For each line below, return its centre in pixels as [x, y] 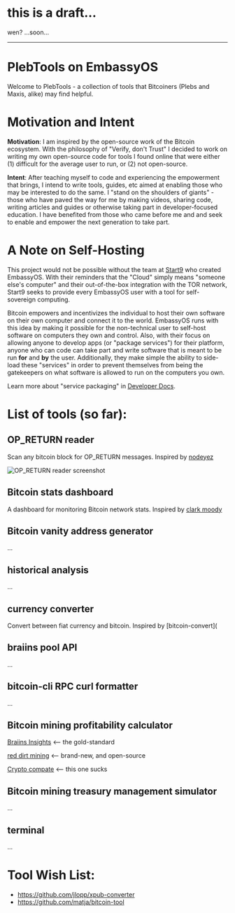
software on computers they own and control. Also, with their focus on [109, 335]
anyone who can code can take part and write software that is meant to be [115, 350]
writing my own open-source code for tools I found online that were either [114, 156]
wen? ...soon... [28, 32]
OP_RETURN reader [51, 440]
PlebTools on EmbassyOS [83, 67]
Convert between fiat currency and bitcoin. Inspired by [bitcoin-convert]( [113, 625]
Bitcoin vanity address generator [80, 531]
